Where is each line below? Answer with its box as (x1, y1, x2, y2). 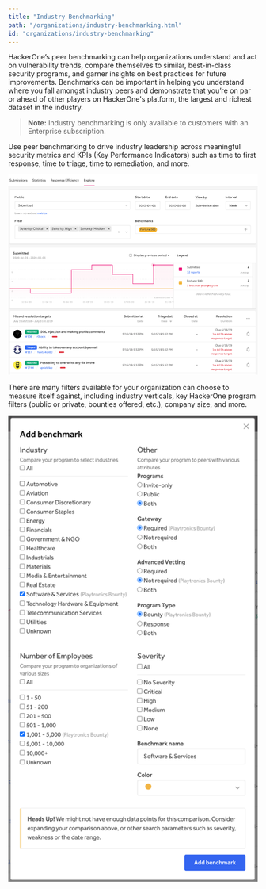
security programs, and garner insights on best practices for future (8, 69, 227, 79)
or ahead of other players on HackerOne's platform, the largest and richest (8, 94, 252, 104)
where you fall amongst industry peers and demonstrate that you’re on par (8, 86, 251, 95)
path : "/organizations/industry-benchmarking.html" (8, 21, 182, 29)
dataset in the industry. (8, 103, 83, 113)
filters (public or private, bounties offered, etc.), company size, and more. (8, 399, 248, 408)
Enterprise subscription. (27, 127, 107, 136)
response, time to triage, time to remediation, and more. (8, 159, 190, 168)
